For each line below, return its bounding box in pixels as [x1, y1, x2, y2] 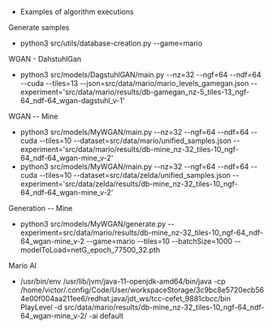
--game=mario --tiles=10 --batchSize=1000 [86, 236, 233, 246]
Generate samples [8, 23, 70, 32]
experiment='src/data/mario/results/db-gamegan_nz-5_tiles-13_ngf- [19, 87, 250, 97]
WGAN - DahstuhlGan [8, 54, 82, 63]
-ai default [89, 311, 124, 320]
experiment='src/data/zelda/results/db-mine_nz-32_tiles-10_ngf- [19, 179, 238, 188]
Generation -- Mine [8, 203, 73, 213]
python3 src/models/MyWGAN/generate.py [19, 219, 166, 228]
